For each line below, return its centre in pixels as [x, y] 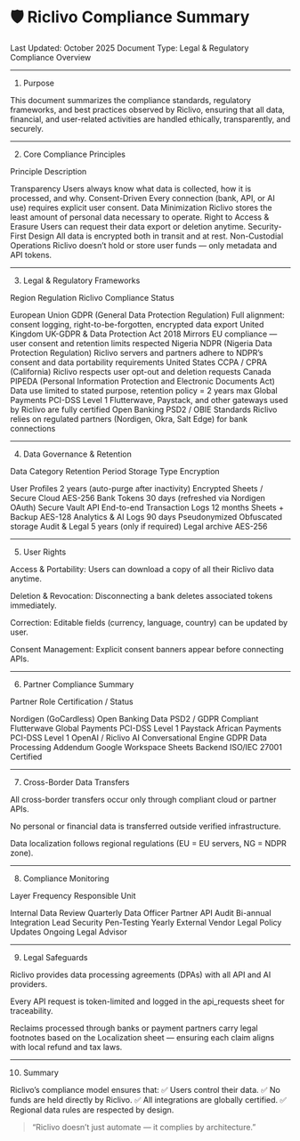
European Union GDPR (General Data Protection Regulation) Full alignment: [148, 315]
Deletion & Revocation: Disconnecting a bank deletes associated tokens [142, 595]
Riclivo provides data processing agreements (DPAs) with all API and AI [141, 975]
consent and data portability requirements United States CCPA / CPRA [139, 362]
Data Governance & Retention [77, 454]
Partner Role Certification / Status [72, 701]
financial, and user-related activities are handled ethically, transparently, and [150, 119]
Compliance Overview [51, 57]
